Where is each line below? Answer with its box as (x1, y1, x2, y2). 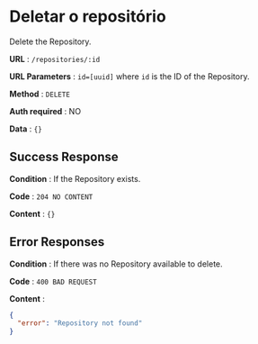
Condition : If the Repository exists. (9, 173, 141, 184)
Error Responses (9, 234, 105, 249)
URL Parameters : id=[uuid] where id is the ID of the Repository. (9, 70, 250, 82)
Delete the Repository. (9, 36, 92, 47)
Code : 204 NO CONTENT (9, 191, 93, 202)
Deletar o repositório (9, 6, 166, 27)
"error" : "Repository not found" (17, 319, 143, 328)
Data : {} (9, 123, 42, 134)
